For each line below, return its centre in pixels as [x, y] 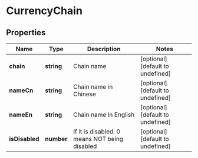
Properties [26, 33]
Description [104, 49]
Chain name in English [104, 115]
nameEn [21, 115]
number [56, 139]
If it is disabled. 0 [97, 132]
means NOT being [98, 139]
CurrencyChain [44, 11]
